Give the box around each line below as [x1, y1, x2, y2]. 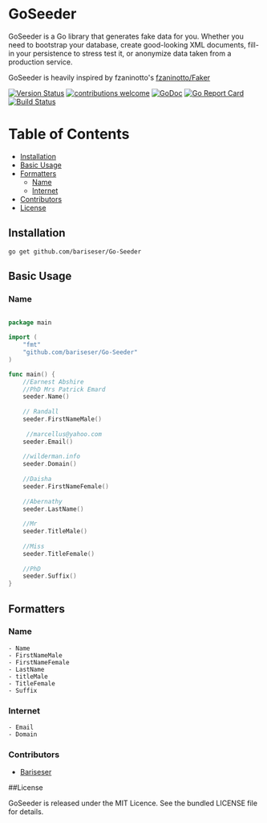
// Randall [22, 408, 59, 416]
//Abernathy [22, 497, 63, 505]
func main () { [8, 370, 56, 378]
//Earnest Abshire [22, 377, 84, 386]
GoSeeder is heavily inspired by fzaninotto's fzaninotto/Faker [8, 72, 211, 82]
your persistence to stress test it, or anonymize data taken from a [15, 48, 232, 58]
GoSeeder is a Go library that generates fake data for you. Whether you [8, 31, 245, 41]
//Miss [22, 542, 45, 550]
